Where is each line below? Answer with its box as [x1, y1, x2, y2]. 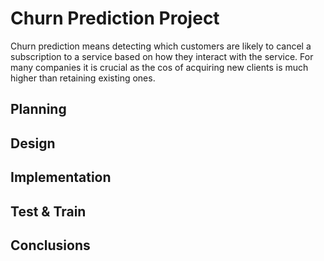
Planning [10, 101, 67, 118]
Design [10, 135, 56, 152]
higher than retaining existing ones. [10, 72, 156, 84]
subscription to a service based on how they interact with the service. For [10, 50, 314, 62]
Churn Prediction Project [10, 7, 220, 30]
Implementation [10, 169, 112, 186]
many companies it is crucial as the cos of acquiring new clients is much [10, 61, 309, 73]
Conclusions [10, 237, 91, 254]
